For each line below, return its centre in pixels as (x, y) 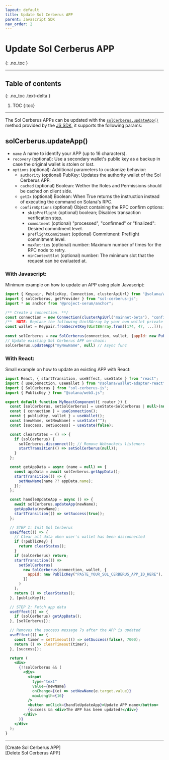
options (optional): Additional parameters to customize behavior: (79, 169)
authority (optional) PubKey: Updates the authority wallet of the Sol (90, 175)
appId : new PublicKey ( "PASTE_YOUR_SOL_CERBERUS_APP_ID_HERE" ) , (95, 574)
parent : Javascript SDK (30, 19)
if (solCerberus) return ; (41, 555)
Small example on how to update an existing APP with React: (68, 370)
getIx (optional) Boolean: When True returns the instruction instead (90, 196)
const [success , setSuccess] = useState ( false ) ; (62, 425)
